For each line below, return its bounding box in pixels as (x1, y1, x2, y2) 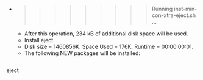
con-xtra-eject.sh (151, 12, 196, 19)
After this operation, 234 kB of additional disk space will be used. (24, 30, 188, 37)
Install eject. (24, 37, 55, 43)
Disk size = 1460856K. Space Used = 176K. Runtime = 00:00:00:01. (24, 43, 194, 50)
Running (151, 5, 173, 12)
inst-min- (173, 5, 198, 12)
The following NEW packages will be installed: (24, 49, 140, 57)
